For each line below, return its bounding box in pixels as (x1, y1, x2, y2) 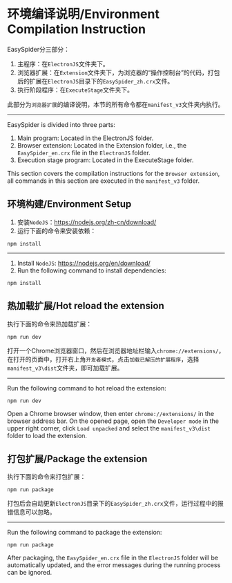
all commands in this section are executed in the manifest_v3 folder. (7, 177, 200, 185)
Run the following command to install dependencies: (17, 266, 167, 275)
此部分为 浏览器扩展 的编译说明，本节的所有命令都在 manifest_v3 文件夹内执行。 (7, 100, 224, 108)
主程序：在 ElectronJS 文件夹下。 (17, 59, 109, 68)
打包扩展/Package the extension (7, 453, 148, 464)
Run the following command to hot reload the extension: (7, 384, 167, 392)
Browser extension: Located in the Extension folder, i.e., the (17, 141, 187, 149)
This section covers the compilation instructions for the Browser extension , (7, 169, 220, 177)
